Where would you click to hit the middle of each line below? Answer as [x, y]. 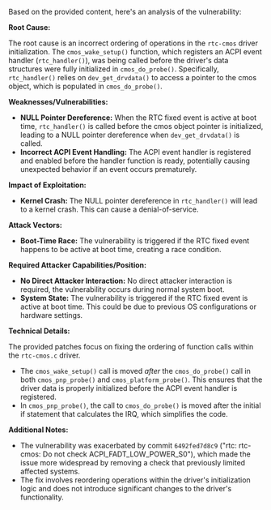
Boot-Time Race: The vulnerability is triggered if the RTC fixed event [135, 241]
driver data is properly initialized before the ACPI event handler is [129, 388]
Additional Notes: [38, 430]
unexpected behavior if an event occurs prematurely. [108, 169]
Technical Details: [39, 331]
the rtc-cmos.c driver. [44, 355]
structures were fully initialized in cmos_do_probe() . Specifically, [114, 69]
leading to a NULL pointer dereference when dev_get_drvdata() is [130, 135]
